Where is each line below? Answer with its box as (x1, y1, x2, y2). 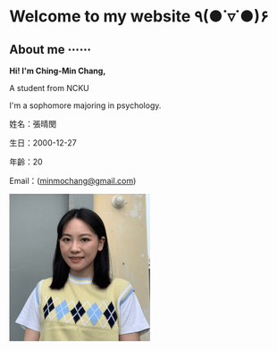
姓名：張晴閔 (9, 119, 56, 129)
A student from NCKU (9, 83, 89, 93)
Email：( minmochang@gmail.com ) (9, 176, 137, 186)
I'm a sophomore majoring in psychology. (9, 100, 162, 111)
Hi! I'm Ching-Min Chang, (9, 65, 106, 76)
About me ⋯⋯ (9, 42, 92, 57)
